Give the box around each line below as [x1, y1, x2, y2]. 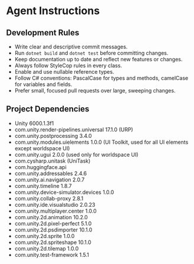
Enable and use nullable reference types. [14, 68, 114, 75]
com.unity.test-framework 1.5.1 [14, 251, 90, 258]
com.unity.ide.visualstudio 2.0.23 [14, 201, 96, 208]
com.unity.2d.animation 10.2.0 [14, 213, 88, 220]
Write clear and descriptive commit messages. [14, 43, 128, 50]
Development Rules [6, 28, 80, 38]
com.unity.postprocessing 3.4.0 [14, 132, 93, 139]
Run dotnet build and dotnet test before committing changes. [14, 49, 169, 57]
